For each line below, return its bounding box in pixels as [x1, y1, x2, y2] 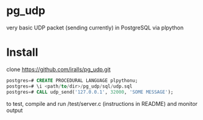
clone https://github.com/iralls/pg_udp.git [6, 66, 111, 73]
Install [6, 45, 39, 59]
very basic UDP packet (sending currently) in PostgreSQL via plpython [6, 24, 184, 31]
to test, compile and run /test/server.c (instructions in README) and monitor [6, 100, 197, 107]
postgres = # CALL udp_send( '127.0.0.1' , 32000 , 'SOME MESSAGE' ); [6, 89, 174, 95]
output [6, 107, 23, 114]
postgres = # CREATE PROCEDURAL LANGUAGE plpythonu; [6, 77, 138, 83]
